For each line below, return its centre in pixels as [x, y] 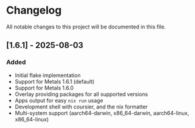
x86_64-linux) [32, 119]
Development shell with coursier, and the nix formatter [81, 107]
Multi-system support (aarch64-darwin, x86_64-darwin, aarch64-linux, [102, 113]
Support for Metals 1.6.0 [44, 88]
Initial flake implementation [48, 75]
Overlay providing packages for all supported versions [81, 94]
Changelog [34, 10]
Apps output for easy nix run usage [59, 100]
